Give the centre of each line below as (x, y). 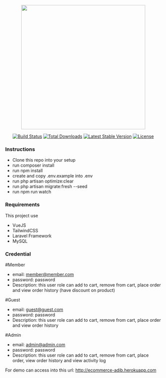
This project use (22, 215)
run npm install (28, 171)
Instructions (20, 149)
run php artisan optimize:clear (43, 181)
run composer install (33, 165)
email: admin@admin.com (39, 344)
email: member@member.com (43, 274)
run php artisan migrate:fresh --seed (50, 187)
